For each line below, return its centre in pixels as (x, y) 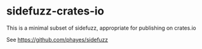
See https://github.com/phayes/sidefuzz (57, 39)
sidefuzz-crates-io (55, 11)
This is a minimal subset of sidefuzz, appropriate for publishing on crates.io (101, 28)
